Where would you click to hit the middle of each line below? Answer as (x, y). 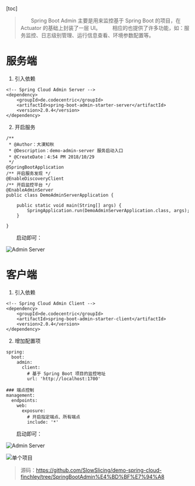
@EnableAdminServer (30, 190)
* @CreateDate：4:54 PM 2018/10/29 (52, 157)
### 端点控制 (20, 390)
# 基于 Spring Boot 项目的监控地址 (66, 373)
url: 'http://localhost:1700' (64, 378)
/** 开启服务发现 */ (28, 173)
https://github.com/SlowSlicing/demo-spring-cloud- (99, 470)
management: (20, 395)
